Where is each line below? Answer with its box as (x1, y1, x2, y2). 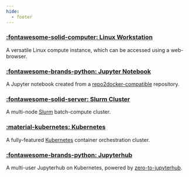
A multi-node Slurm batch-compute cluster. (6, 109, 111, 116)
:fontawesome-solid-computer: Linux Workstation (6, 33, 153, 41)
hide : (6, 8, 19, 15)
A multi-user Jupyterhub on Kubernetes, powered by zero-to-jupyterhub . (6, 164, 183, 171)
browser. (6, 53, 28, 60)
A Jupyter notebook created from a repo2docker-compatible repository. (6, 81, 180, 88)
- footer (11, 14, 33, 20)
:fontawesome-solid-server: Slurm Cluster (6, 95, 130, 103)
